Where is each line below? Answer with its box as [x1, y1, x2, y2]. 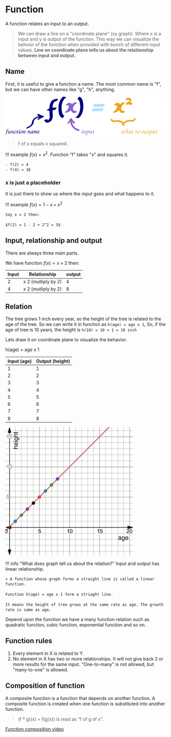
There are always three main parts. [5, 250, 79, 256]
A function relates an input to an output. [5, 21, 89, 27]
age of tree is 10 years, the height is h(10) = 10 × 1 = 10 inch [5, 327, 137, 333]
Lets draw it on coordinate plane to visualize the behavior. [5, 337, 127, 343]
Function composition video [5, 726, 64, 732]
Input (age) [7, 358, 32, 364]
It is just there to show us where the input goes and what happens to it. [5, 191, 155, 197]
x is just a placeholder [5, 179, 61, 186]
